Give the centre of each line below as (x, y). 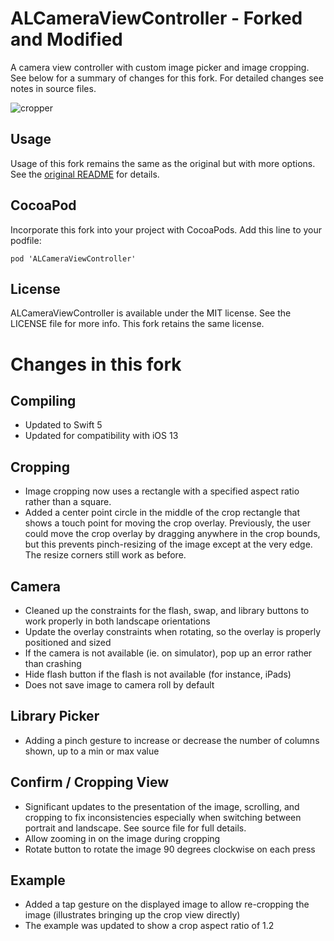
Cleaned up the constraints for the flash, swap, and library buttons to (167, 610)
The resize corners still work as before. (105, 555)
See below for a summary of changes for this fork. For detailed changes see (167, 78)
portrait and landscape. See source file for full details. (135, 828)
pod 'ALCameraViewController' (73, 258)
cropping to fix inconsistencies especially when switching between (163, 817)
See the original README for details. (85, 174)
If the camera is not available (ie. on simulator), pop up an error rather (168, 653)
